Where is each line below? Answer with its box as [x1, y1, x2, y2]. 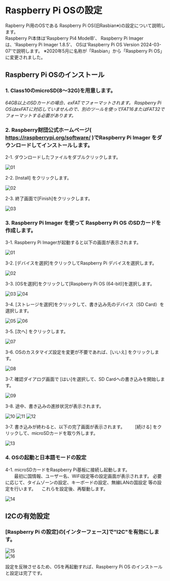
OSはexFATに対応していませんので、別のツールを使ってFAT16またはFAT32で [5, 106, 165, 112]
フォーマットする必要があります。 [5, 112, 76, 119]
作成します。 [5, 227, 37, 234]
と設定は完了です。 [5, 570, 45, 576]
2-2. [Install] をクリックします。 [5, 175, 72, 181]
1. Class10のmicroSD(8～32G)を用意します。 [5, 87, 116, 94]
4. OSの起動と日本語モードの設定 [5, 454, 87, 461]
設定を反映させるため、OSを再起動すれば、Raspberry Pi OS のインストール [5, 564, 163, 570]
